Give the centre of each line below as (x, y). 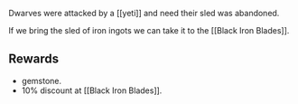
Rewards (34, 59)
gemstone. (42, 80)
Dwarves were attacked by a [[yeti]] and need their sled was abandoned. (144, 13)
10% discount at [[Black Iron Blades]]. (92, 90)
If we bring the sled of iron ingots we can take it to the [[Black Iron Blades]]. (149, 30)
